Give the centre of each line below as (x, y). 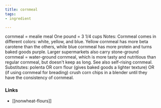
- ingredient (18, 18)
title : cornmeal (21, 9)
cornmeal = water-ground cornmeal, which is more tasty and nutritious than (80, 57)
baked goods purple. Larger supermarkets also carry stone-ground (72, 52)
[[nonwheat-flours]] (32, 101)
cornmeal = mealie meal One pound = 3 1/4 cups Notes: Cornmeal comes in (80, 36)
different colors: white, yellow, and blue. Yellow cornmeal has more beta (77, 42)
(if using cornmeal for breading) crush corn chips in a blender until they (76, 73)
